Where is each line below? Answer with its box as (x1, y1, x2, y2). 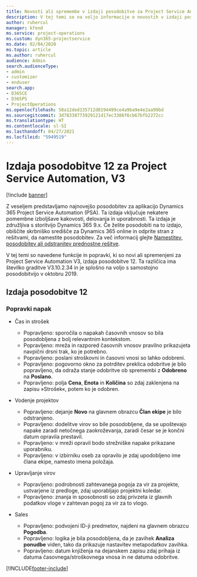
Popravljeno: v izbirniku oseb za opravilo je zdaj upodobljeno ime (23, 452, 181, 459)
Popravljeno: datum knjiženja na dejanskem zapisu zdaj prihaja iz (23, 547, 181, 555)
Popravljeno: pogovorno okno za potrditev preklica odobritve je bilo (23, 360, 186, 367)
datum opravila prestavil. (23, 433, 83, 440)
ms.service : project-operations (6, 31, 85, 36)
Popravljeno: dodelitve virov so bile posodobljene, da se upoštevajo (23, 421, 187, 428)
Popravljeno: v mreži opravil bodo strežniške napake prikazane (23, 440, 175, 447)
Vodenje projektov (14, 397, 59, 404)
